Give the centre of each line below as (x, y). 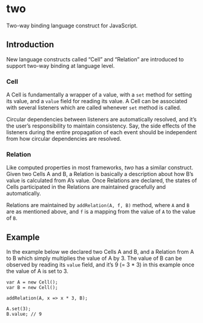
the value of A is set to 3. (37, 271)
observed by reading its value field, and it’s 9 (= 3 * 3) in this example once (101, 265)
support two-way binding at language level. (61, 66)
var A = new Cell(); (32, 282)
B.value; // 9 (24, 314)
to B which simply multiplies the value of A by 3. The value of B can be (94, 258)
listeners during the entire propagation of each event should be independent (101, 132)
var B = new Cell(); (32, 288)
